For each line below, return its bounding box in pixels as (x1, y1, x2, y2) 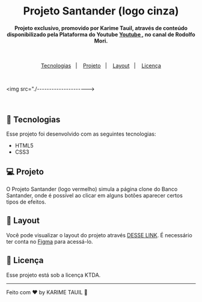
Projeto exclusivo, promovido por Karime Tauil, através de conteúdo (14, 24, 188, 31)
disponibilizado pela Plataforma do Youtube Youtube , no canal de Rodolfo (7, 31, 195, 38)
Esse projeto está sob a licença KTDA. (6, 271, 101, 279)
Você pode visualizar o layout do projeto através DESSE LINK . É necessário (6, 231, 192, 238)
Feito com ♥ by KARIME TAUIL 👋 (6, 288, 88, 295)
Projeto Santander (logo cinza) (23, 4, 179, 18)
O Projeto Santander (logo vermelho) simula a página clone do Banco (6, 186, 178, 193)
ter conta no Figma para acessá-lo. (6, 238, 93, 245)
